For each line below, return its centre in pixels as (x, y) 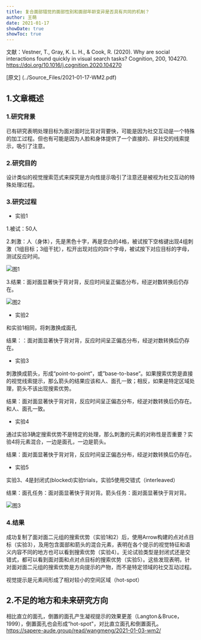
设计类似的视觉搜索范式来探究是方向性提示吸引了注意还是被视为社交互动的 (98, 177)
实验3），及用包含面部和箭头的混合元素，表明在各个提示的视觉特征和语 (103, 545)
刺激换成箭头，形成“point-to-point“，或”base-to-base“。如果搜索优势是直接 (100, 373)
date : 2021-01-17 (28, 23)
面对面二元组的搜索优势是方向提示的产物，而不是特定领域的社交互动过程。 (103, 567)
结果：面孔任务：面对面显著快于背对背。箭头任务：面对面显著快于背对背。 (98, 493)
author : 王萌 (22, 17)
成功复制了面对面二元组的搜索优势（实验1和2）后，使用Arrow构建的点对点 (98, 537)
